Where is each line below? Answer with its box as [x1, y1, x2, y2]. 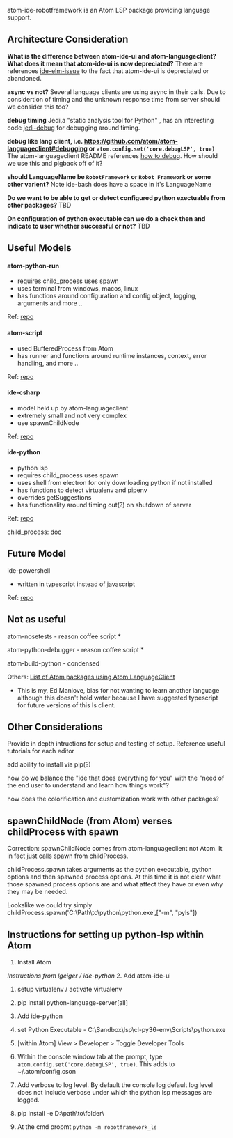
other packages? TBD [7, 201, 72, 209]
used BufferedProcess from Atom [17, 344, 113, 353]
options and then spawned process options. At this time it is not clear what [7, 872, 221, 881]
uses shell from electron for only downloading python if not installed [17, 479, 214, 487]
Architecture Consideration [7, 33, 129, 45]
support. [7, 13, 32, 22]
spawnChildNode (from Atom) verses [7, 815, 172, 826]
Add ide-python [17, 1012, 63, 1020]
